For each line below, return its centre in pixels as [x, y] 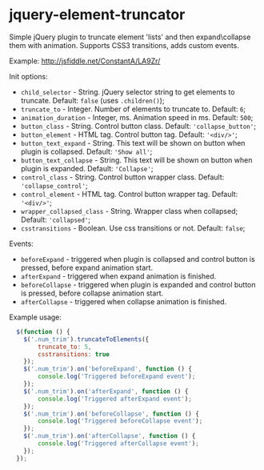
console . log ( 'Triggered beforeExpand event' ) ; [117, 377]
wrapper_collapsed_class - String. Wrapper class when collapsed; [129, 211]
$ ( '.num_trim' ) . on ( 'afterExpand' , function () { [106, 391]
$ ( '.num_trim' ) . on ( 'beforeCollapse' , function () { [111, 414]
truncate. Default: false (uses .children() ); [92, 100]
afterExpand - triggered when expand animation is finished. [118, 276]
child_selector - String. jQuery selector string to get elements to [128, 92]
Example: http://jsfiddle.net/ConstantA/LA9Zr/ [85, 61]
